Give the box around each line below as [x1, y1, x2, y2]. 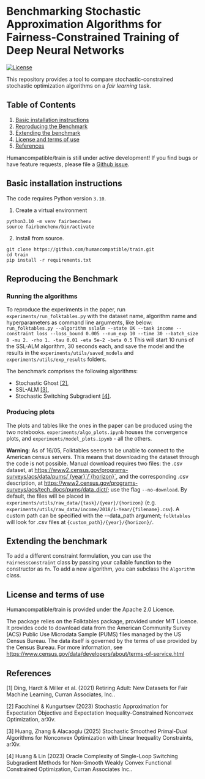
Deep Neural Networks [6, 44, 124, 58]
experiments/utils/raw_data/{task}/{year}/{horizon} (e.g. [6, 498, 157, 506]
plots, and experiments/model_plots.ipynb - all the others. [6, 435, 152, 442]
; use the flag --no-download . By [107, 485, 188, 493]
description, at [6, 479, 43, 487]
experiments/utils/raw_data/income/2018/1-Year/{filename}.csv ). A [6, 505, 180, 512]
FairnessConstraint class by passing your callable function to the [6, 559, 171, 566]
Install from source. [15, 234, 64, 241]
